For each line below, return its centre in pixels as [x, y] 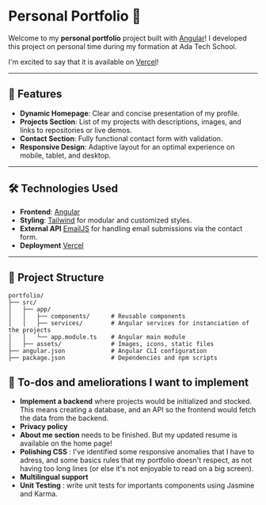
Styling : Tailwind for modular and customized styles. [106, 220]
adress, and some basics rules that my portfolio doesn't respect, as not [135, 460]
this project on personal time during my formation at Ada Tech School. [123, 46]
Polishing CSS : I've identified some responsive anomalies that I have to [137, 452]
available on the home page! [66, 443]
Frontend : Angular [50, 211]
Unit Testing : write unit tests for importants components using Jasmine [137, 485]
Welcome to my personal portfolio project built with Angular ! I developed [127, 38]
